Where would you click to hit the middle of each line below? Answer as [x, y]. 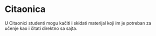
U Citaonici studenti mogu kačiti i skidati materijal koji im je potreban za [78, 23]
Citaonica [25, 9]
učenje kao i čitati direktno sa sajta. [41, 28]
